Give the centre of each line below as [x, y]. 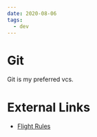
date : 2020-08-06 [32, 13]
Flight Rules [34, 126]
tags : [15, 20]
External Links [49, 107]
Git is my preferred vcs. [40, 79]
